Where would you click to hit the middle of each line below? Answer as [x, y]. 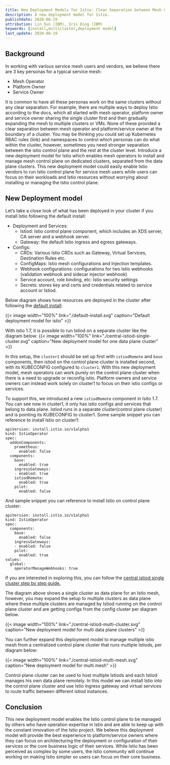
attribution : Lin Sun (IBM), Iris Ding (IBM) [54, 24]
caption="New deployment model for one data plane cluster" [95, 341]
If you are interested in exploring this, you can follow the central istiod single [85, 578]
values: [13, 560]
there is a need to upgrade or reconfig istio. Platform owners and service [81, 378]
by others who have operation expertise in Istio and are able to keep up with [84, 725]
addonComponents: [28, 442]
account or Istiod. [38, 290]
